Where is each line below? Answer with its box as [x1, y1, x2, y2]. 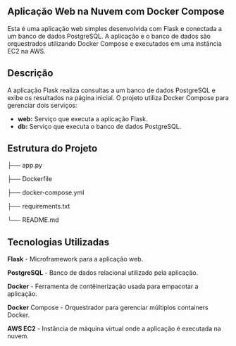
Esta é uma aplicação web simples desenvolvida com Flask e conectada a [7, 24, 222, 32]
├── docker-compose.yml [7, 188, 85, 197]
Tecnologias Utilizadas [7, 236, 110, 248]
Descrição [7, 67, 54, 80]
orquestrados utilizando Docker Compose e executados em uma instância [7, 39, 222, 48]
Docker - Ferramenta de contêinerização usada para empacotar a [7, 282, 199, 291]
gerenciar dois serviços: [7, 101, 77, 109]
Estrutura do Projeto [7, 142, 98, 154]
